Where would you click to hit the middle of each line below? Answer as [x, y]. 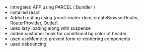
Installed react [25, 12]
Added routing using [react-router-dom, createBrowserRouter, [75, 18]
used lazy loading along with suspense [50, 28]
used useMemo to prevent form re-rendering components [70, 39]
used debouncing [28, 44]
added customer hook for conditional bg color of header [68, 33]
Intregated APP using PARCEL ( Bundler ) [52, 7]
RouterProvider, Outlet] [34, 23]
